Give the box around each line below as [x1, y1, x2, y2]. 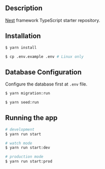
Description [5, 4, 42, 12]
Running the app [5, 113, 57, 122]
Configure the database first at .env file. [5, 81, 87, 87]
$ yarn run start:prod [5, 159, 52, 164]
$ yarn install [5, 45, 37, 50]
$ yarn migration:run [5, 91, 50, 96]
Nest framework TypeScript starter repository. [5, 17, 100, 23]
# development [5, 127, 35, 132]
